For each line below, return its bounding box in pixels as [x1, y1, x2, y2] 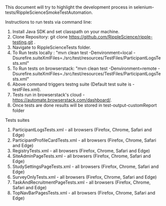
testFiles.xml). [12, 87, 41, 92]
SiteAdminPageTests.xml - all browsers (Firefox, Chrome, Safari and [12, 153, 151, 159]
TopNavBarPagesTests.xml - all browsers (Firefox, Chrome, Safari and [12, 190, 156, 196]
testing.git [12, 39, 33, 45]
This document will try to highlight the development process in [5, 4, 133, 10]
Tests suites [5, 117, 30, 123]
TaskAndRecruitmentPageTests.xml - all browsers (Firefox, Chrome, [12, 179, 151, 185]
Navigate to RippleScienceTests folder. [12, 45, 91, 50]
